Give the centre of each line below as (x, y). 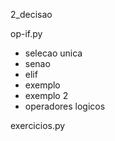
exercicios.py (38, 125)
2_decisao (31, 14)
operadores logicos (65, 106)
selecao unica (53, 53)
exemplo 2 (46, 95)
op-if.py (26, 33)
